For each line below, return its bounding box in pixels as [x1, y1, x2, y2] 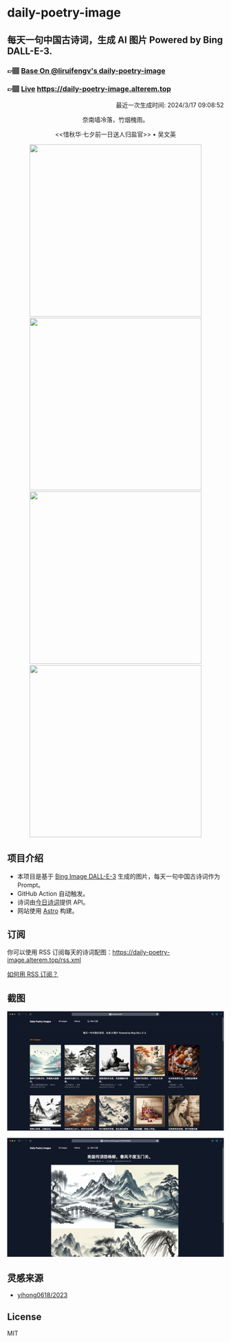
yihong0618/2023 [16, 1291, 68, 1300]
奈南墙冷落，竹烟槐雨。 [82, 115, 149, 123]
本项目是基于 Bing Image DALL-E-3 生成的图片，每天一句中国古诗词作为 [16, 872, 221, 880]
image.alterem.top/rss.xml [7, 956, 81, 964]
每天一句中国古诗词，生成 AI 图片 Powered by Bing [7, 34, 223, 45]
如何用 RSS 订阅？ [7, 970, 58, 978]
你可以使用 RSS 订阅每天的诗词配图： [7, 948, 113, 956]
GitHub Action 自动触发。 [16, 889, 89, 897]
